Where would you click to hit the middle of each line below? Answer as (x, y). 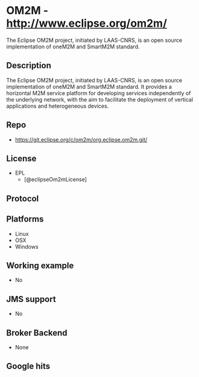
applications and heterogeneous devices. (58, 106)
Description (29, 66)
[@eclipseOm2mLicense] (55, 180)
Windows (27, 246)
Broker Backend (37, 333)
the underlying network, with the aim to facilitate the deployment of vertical (100, 99)
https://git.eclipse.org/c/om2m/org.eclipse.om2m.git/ (81, 139)
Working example (40, 265)
